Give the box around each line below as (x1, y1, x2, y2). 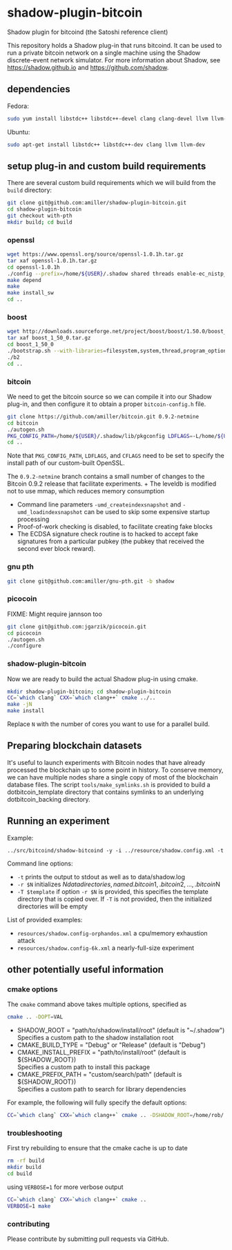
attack (17, 936, 36, 944)
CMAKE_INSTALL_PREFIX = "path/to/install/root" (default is (17, 1048, 186, 1057)
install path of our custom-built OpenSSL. (7, 459, 126, 467)
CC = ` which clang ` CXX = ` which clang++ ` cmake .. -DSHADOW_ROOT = (7, 1112, 193, 1119)
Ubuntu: (7, 127, 30, 136)
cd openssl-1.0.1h (7, 263, 60, 271)
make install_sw (7, 290, 54, 297)
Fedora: (7, 102, 30, 110)
